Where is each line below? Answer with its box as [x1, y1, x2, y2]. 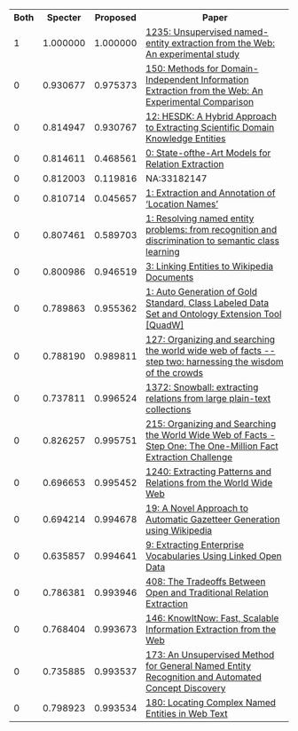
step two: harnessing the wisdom [145, 355, 284, 368]
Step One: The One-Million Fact [145, 440, 278, 452]
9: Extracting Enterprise [145, 539, 245, 551]
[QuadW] [145, 319, 184, 331]
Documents [145, 271, 194, 283]
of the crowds [145, 367, 204, 378]
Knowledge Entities [145, 132, 226, 145]
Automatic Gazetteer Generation [145, 513, 281, 525]
